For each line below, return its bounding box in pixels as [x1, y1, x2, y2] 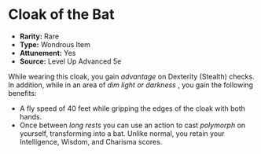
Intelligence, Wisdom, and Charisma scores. [19, 137, 163, 146]
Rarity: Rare [19, 31, 60, 41]
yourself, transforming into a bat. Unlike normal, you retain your [19, 128, 226, 138]
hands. [19, 112, 42, 121]
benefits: [8, 88, 37, 97]
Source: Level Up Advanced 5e [19, 57, 122, 66]
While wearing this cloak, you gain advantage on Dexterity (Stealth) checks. [8, 71, 255, 81]
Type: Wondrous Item [19, 39, 90, 49]
